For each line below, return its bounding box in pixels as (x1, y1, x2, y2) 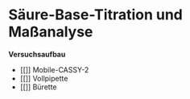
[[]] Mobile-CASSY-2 (19, 64, 89, 74)
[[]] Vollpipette (19, 73, 68, 83)
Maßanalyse (8, 23, 93, 41)
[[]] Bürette (19, 82, 57, 92)
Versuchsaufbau (8, 49, 66, 59)
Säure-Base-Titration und (8, 6, 184, 24)
